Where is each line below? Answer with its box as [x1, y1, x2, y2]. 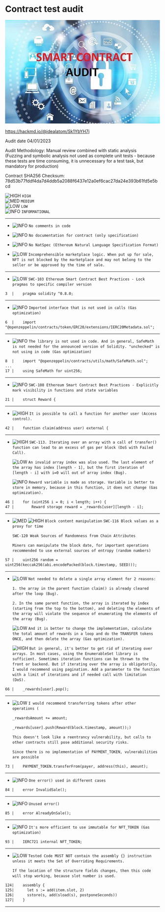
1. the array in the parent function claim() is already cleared [12, 586, 149, 591]
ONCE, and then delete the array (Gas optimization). [12, 636, 125, 641]
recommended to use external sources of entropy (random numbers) [12, 548, 151, 553]
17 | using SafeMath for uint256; [5, 368, 82, 373]
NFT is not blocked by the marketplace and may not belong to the [12, 257, 151, 262]
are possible [12, 754, 39, 759]
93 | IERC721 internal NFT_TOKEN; [5, 839, 82, 844]
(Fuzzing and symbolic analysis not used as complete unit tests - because [5, 153, 155, 159]
